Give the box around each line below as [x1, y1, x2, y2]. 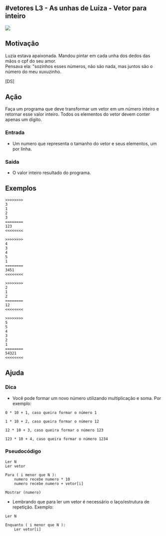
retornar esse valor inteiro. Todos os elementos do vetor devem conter [5, 111, 151, 117]
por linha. [12, 146, 32, 152]
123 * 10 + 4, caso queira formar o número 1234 [5, 436, 108, 441]
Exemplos [5, 184, 36, 193]
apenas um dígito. [5, 117, 42, 123]
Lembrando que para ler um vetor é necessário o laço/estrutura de [12, 498, 150, 504]
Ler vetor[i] [14, 526, 41, 532]
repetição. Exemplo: [12, 504, 54, 510]
